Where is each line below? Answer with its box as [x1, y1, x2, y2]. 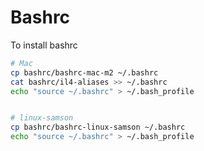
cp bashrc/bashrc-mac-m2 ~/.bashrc [10, 67, 159, 78]
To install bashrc [10, 39, 78, 51]
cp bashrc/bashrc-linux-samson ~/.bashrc [10, 122, 186, 133]
